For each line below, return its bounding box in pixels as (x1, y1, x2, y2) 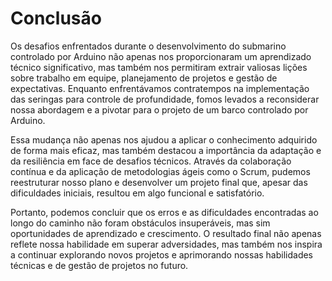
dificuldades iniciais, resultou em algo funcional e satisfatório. (10, 187, 265, 199)
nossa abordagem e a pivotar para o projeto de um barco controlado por (10, 103, 309, 116)
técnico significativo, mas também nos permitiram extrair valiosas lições (10, 61, 308, 73)
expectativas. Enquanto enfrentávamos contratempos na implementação (10, 82, 310, 94)
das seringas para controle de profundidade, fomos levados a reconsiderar (10, 93, 320, 105)
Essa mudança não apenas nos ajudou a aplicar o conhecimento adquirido (10, 133, 318, 146)
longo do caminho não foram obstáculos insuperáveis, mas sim (10, 217, 271, 229)
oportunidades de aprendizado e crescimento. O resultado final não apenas (10, 227, 322, 239)
